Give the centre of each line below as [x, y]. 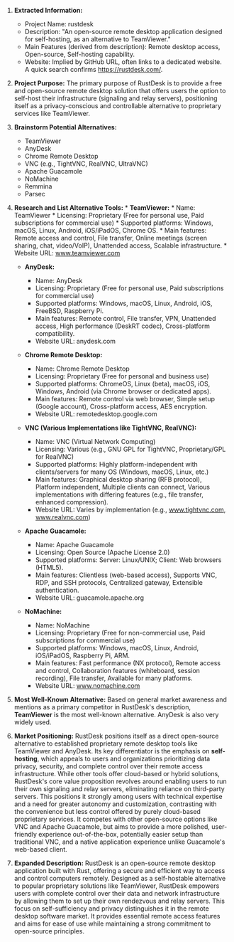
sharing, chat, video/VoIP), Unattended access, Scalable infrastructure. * [121, 245]
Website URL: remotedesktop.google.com [96, 414]
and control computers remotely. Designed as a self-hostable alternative [120, 878]
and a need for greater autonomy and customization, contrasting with [116, 804]
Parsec [35, 194]
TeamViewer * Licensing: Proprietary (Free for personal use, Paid [109, 215]
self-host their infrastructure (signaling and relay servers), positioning [116, 98]
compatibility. [55, 333]
